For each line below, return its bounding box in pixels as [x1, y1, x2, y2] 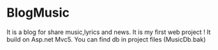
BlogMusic [6, 5, 70, 21]
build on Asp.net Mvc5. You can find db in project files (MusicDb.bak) [6, 35, 206, 43]
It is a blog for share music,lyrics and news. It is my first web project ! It [6, 28, 211, 36]
